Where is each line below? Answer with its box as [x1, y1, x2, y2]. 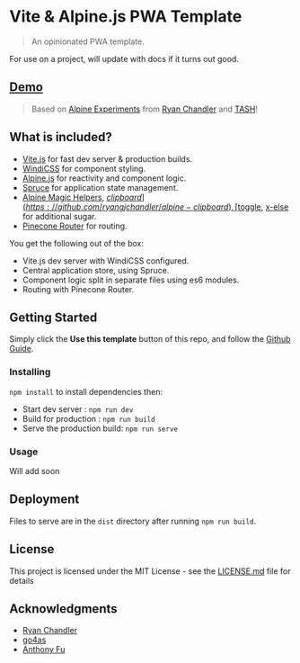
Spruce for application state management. [22, 182, 179, 193]
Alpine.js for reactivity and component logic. [22, 173, 187, 184]
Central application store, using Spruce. [22, 264, 170, 275]
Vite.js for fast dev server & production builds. [22, 153, 193, 164]
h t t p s [25, 201, 45, 212]
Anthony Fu [22, 644, 66, 655]
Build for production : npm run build [22, 413, 155, 424]
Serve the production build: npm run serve [22, 423, 178, 434]
